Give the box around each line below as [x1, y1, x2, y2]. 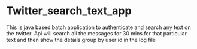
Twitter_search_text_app [6, 4, 132, 18]
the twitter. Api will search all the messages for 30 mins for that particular [6, 30, 187, 37]
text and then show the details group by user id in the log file [6, 36, 156, 43]
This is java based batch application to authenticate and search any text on [6, 24, 191, 31]
